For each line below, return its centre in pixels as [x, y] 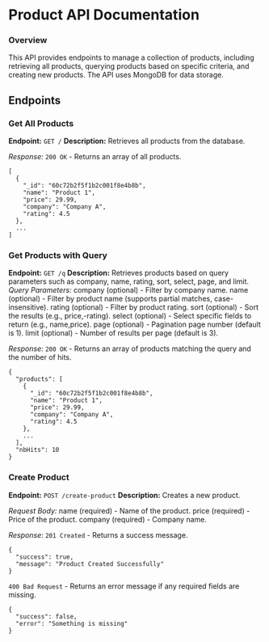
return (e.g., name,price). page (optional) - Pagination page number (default [134, 324]
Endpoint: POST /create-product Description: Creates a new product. [124, 495]
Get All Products [41, 123]
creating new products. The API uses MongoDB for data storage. [116, 75]
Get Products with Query [58, 256]
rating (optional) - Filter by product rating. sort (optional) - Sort [154, 307]
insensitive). [28, 307]
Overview [28, 40]
